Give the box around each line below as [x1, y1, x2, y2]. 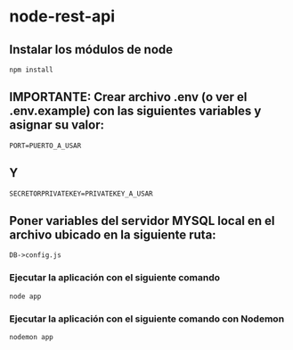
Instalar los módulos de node [9, 42, 174, 57]
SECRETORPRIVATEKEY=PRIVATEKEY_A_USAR [9, 189, 153, 198]
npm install [9, 65, 53, 74]
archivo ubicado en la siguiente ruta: [9, 228, 216, 243]
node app [9, 292, 42, 301]
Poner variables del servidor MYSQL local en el [9, 213, 275, 229]
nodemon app [9, 333, 53, 342]
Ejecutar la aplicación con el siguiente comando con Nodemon [9, 312, 285, 325]
